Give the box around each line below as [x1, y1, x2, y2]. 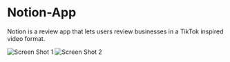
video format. [7, 34, 46, 42]
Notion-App [7, 5, 77, 20]
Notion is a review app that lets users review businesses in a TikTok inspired [7, 27, 224, 35]
